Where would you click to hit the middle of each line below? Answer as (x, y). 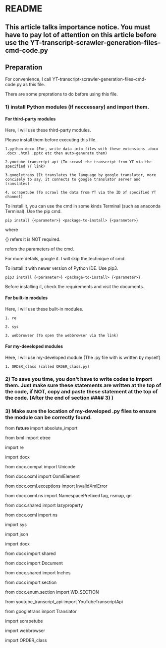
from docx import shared (30, 553)
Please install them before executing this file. (51, 139)
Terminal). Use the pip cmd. (33, 211)
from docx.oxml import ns (31, 515)
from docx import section (31, 582)
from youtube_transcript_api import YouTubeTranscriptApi (64, 602)
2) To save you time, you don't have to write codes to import (79, 379)
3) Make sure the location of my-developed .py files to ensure (81, 411)
